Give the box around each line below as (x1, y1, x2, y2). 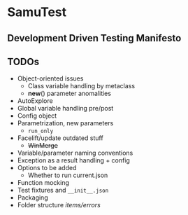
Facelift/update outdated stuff (17, 134, 103, 142)
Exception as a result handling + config (17, 156, 131, 165)
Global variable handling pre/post (17, 104, 114, 113)
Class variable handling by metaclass (27, 82, 135, 90)
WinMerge (27, 141, 58, 150)
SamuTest (7, 4, 67, 20)
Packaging (17, 193, 48, 202)
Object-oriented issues (17, 74, 84, 83)
